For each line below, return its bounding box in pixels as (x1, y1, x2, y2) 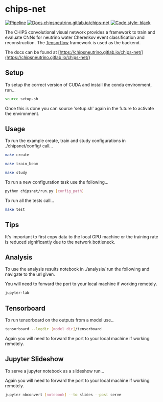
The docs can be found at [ (5, 49, 60, 55)
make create (5, 152, 29, 158)
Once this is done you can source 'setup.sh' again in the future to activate (5, 105, 154, 111)
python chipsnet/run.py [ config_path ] (5, 189, 84, 194)
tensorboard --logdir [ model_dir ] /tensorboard (5, 327, 102, 332)
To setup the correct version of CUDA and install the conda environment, (5, 82, 152, 87)
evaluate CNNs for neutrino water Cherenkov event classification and (5, 34, 145, 40)
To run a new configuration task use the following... (5, 179, 109, 185)
